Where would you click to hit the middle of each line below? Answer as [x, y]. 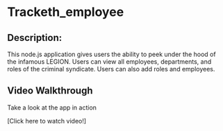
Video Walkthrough [50, 91]
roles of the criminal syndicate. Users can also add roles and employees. [111, 69]
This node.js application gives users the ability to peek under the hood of [112, 54]
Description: [35, 38]
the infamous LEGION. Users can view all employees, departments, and [109, 62]
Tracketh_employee [66, 12]
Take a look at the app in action [52, 107]
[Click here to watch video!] [47, 121]
